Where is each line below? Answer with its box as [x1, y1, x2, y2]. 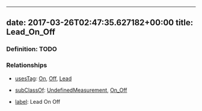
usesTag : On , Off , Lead [14, 74, 72, 82]
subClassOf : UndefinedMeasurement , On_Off [14, 86, 127, 94]
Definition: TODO [6, 45, 57, 53]
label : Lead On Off [14, 98, 61, 105]
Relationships [6, 61, 47, 70]
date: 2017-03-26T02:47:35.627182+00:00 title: [6, 17, 194, 28]
